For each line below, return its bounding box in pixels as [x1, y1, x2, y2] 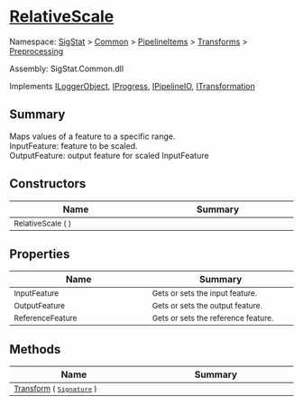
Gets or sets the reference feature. [151, 313, 274, 324]
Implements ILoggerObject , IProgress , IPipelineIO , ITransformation [9, 80, 255, 91]
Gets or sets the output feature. [151, 300, 263, 311]
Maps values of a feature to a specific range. [9, 131, 176, 142]
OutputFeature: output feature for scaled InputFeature [9, 150, 209, 161]
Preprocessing [9, 45, 64, 56]
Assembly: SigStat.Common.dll [9, 63, 124, 74]
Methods [9, 341, 61, 357]
